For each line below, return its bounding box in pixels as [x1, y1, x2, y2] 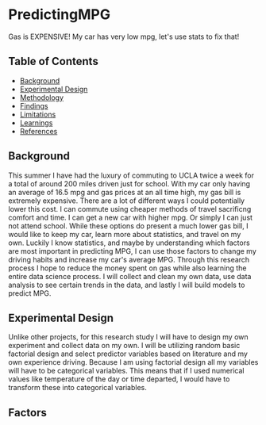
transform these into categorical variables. [8, 383, 147, 392]
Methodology [19, 93, 64, 102]
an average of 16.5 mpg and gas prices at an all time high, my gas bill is [8, 187, 241, 197]
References [19, 126, 58, 136]
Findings [19, 101, 48, 110]
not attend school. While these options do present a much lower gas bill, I [8, 220, 249, 231]
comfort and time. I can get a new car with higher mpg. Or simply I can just [8, 212, 253, 222]
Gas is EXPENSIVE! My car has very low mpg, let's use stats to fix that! [8, 32, 240, 41]
